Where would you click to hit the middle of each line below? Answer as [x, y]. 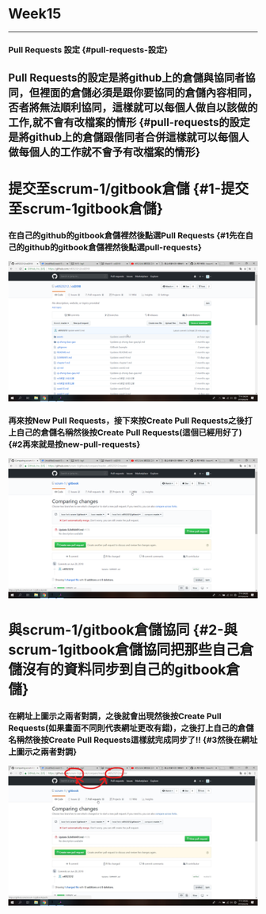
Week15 [35, 14]
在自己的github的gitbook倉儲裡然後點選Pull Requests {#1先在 [127, 236]
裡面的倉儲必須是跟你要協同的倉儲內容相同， [148, 93]
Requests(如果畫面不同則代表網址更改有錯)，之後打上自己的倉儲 [131, 728]
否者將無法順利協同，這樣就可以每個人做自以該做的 [133, 108]
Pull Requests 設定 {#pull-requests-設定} [88, 50]
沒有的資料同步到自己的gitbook [124, 670]
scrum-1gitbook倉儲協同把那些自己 [124, 650]
